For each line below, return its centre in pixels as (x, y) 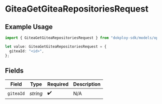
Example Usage (29, 27)
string (36, 93)
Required (58, 84)
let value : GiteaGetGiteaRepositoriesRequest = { (56, 46)
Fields (14, 70)
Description (87, 84)
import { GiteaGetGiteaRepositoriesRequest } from (57, 38)
